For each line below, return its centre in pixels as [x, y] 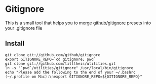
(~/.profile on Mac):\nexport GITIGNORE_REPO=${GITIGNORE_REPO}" [74, 77]
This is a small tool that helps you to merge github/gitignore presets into [78, 23]
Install [15, 44]
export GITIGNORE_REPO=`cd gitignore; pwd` [51, 59]
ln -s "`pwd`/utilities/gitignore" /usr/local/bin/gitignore [69, 68]
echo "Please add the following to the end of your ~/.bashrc [70, 72]
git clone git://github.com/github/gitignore [53, 55]
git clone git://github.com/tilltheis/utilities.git [60, 63]
